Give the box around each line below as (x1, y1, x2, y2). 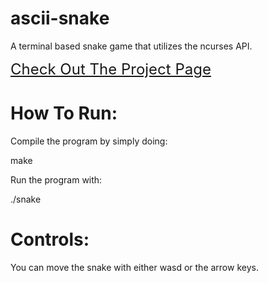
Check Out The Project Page (10, 59, 212, 79)
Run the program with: (10, 173, 103, 186)
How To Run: (10, 102, 118, 125)
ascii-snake (10, 7, 110, 30)
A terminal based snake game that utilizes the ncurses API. (10, 40, 253, 52)
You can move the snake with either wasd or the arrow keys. (10, 261, 259, 273)
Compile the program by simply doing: (10, 135, 168, 147)
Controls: (10, 228, 90, 251)
